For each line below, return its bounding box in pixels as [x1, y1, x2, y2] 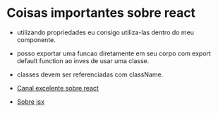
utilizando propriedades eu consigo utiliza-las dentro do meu [16, 28, 195, 36]
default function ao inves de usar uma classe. [16, 56, 150, 65]
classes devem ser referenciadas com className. [16, 70, 164, 79]
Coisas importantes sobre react [6, 5, 195, 21]
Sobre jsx [16, 97, 45, 106]
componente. [16, 35, 56, 44]
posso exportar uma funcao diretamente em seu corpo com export [16, 49, 211, 58]
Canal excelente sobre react [16, 84, 99, 92]
